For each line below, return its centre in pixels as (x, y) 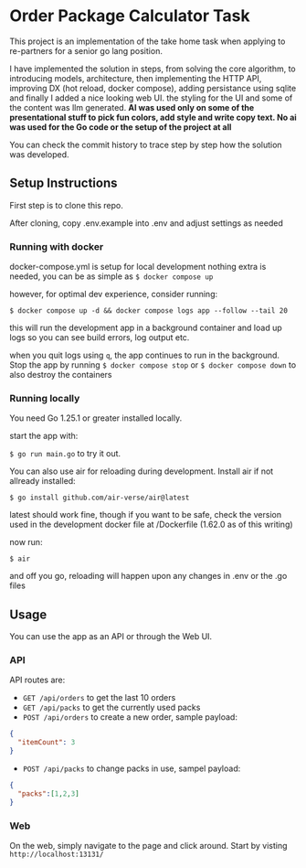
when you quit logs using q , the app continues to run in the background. (145, 355)
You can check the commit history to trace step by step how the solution (146, 145)
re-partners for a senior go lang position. (86, 50)
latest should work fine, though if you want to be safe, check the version (145, 515)
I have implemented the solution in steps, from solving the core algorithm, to (153, 69)
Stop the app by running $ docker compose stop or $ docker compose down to (153, 365)
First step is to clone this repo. (66, 205)
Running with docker (57, 246)
